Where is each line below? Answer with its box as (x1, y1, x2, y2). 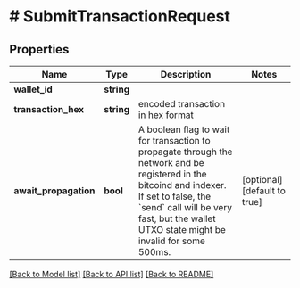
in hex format (137, 109, 194, 121)
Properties (9, 42, 70, 57)
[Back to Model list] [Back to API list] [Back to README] (9, 269, 214, 279)
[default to (241, 185, 286, 197)
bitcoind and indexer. (137, 179, 227, 191)
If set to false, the (137, 190, 212, 202)
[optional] (241, 174, 283, 185)
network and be (137, 157, 204, 169)
